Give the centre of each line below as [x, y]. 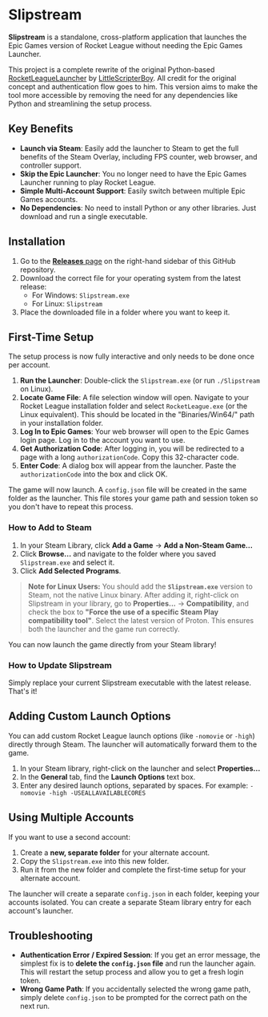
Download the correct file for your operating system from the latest [130, 278]
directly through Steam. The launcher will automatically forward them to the [133, 744]
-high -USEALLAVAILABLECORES [98, 793]
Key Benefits [41, 129]
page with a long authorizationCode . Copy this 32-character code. [129, 457]
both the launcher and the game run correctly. [104, 629]
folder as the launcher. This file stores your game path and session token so [133, 498]
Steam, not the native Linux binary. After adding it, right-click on [133, 594]
